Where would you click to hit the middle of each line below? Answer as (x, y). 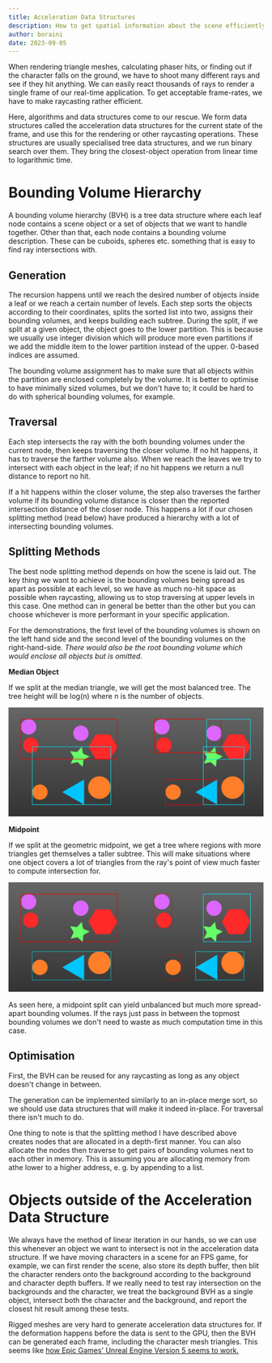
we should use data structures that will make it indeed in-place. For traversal (136, 1108)
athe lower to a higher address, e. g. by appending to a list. (106, 1167)
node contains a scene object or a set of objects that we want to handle (128, 224)
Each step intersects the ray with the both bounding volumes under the (127, 441)
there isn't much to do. (46, 1117)
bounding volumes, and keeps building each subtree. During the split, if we (133, 321)
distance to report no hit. (50, 476)
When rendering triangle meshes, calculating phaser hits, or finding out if (130, 67)
